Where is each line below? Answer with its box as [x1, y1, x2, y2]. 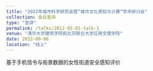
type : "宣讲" [6, 20, 37, 25]
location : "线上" [6, 42, 47, 48]
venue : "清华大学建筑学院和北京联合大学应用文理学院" [6, 31, 123, 37]
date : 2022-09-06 [6, 36, 49, 42]
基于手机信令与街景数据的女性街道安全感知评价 [6, 59, 120, 66]
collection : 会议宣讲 [6, 14, 56, 20]
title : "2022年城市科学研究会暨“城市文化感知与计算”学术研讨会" [6, 8, 148, 15]
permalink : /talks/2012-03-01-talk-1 [6, 25, 100, 31]
